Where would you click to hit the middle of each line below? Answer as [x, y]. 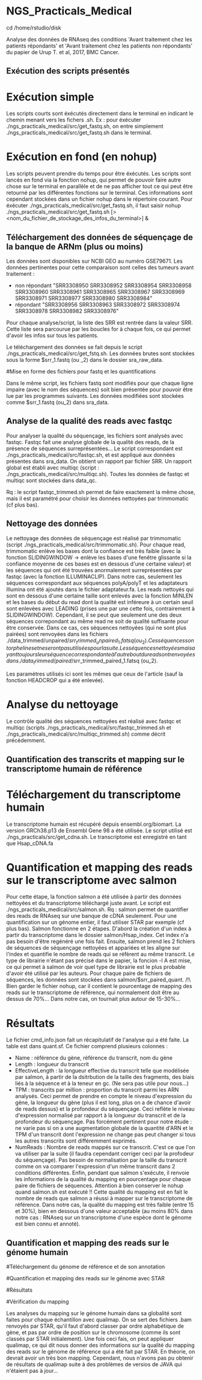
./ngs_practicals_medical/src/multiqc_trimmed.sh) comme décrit [86, 734]
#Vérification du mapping [38, 1302]
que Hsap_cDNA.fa [30, 843]
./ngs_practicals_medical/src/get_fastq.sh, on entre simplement [85, 126]
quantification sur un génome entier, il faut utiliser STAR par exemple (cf [95, 922]
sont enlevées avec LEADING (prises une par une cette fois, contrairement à [101, 608]
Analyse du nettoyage [62, 705]
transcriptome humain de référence [74, 768]
